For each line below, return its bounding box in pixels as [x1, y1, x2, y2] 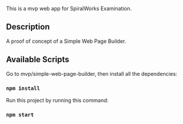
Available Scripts [6, 55, 69, 65]
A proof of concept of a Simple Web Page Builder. [6, 38, 127, 45]
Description [6, 22, 50, 32]
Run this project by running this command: [6, 96, 109, 103]
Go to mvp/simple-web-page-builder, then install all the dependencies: [6, 70, 178, 77]
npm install [6, 85, 40, 92]
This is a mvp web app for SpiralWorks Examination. [6, 5, 132, 12]
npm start [6, 111, 34, 118]
